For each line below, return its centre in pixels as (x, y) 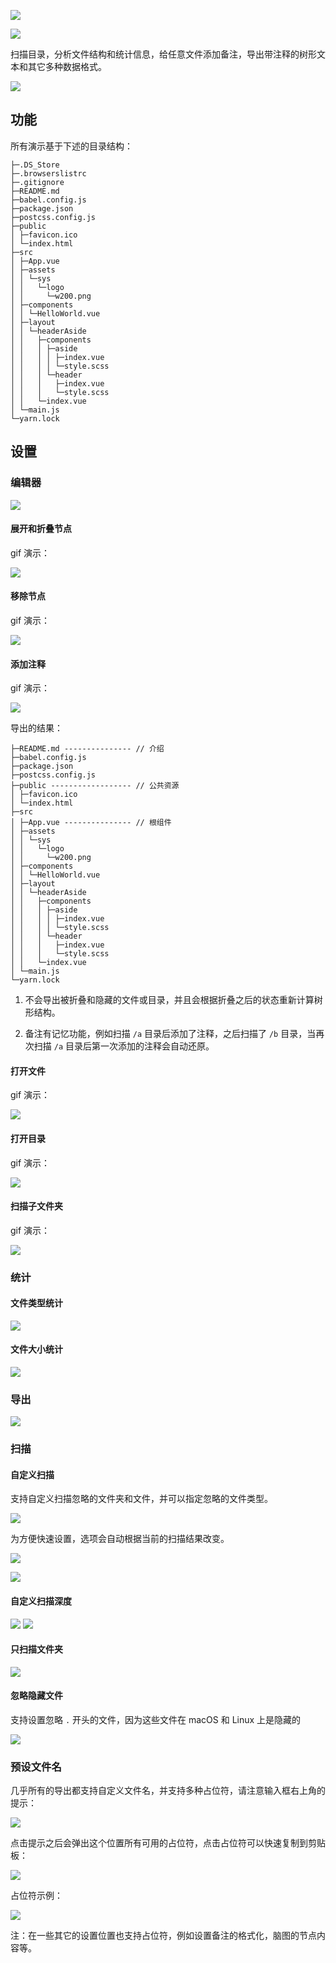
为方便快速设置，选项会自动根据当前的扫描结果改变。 (120, 1539)
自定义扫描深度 (41, 1601)
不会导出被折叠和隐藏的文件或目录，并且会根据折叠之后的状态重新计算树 (173, 1000)
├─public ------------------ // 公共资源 (95, 786)
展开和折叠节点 (41, 529)
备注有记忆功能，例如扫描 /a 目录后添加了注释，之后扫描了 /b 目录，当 (170, 1034)
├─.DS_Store (35, 165)
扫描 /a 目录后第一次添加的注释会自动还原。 (124, 1046)
